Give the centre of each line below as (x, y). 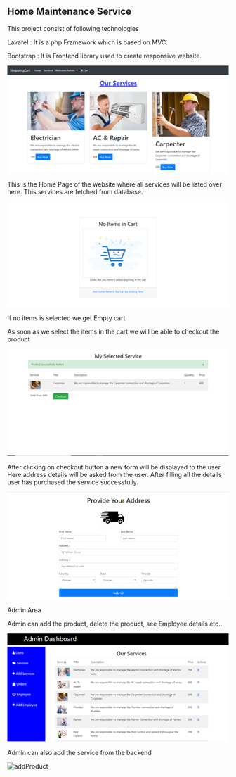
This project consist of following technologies (73, 28)
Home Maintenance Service (70, 12)
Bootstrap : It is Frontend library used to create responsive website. (105, 56)
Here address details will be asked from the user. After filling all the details (115, 474)
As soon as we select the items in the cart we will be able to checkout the (113, 332)
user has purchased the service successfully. (73, 482)
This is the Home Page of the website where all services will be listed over (115, 184)
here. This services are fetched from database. (75, 192)
